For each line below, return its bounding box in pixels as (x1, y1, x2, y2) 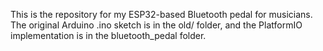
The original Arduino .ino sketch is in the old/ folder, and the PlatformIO (10, 19, 303, 31)
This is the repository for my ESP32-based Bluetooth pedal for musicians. (10, 9, 313, 20)
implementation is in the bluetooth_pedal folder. (10, 30, 207, 41)
